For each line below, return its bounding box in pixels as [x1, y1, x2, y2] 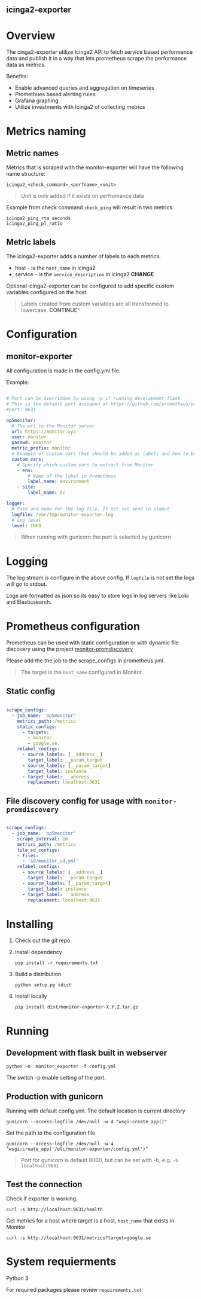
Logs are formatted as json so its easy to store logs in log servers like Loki [6, 592, 189, 600]
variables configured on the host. [6, 289, 88, 296]
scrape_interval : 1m [17, 836, 68, 842]
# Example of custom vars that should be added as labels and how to [11, 451, 188, 457]
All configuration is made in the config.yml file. [6, 367, 121, 374]
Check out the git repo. [14, 937, 72, 944]
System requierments [6, 1255, 117, 1269]
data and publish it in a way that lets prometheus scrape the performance [6, 55, 187, 62]
